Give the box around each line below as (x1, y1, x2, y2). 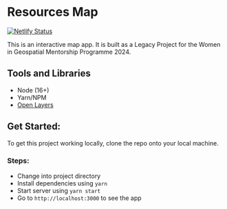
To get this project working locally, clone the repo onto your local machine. (7, 139, 219, 147)
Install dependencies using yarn (17, 179, 108, 187)
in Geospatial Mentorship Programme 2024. (7, 48, 131, 56)
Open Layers (17, 101, 54, 109)
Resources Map (7, 4, 98, 20)
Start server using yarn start (17, 186, 101, 195)
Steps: (7, 156, 30, 166)
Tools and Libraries (7, 68, 91, 79)
